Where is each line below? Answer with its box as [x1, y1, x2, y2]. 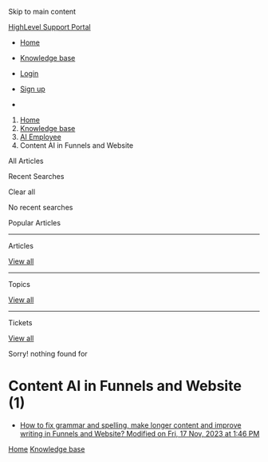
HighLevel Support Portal [8, 22, 92, 31]
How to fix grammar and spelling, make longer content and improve [19, 420, 242, 430]
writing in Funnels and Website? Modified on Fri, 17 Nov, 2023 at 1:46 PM [19, 428, 260, 438]
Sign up [19, 84, 45, 94]
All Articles [8, 156, 44, 165]
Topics [8, 280, 30, 289]
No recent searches [8, 203, 73, 212]
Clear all [8, 187, 36, 197]
